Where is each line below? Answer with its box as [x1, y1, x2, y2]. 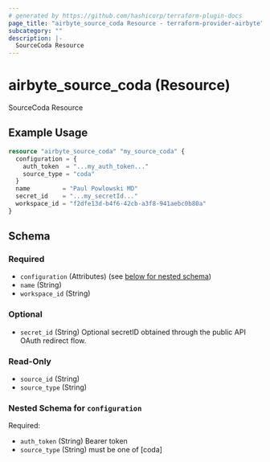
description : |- [8, 34, 63, 43]
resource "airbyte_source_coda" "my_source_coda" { [8, 147, 185, 155]
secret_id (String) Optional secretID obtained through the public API [19, 327, 247, 337]
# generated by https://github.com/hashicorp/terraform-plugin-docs [8, 11, 243, 20]
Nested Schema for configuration [8, 403, 142, 414]
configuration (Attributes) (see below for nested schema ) [19, 272, 211, 281]
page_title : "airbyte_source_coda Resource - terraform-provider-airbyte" [8, 19, 264, 27]
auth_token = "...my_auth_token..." [22, 162, 149, 170]
